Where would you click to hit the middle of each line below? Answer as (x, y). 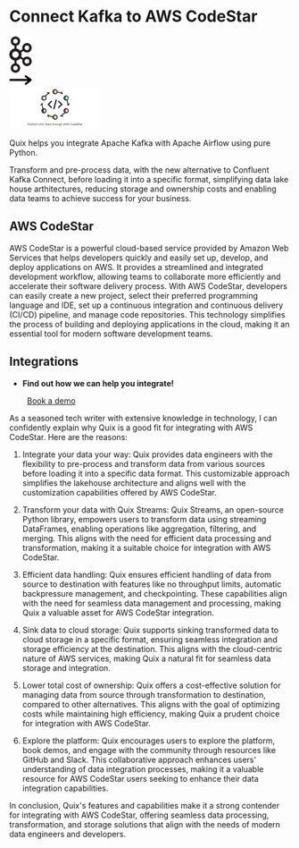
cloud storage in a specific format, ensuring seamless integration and (150, 639)
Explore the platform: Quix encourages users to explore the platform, (148, 741)
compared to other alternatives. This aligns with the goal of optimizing (151, 704)
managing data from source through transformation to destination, (144, 694)
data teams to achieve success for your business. (100, 198)
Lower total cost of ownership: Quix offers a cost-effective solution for (151, 685)
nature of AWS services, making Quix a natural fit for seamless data (146, 658)
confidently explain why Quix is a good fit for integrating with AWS (131, 428)
